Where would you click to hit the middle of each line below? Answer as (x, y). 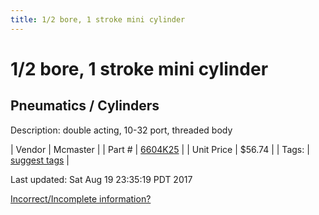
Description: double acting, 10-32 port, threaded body (121, 130)
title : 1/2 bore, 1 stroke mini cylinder (98, 19)
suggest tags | (40, 160)
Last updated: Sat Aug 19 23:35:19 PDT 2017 (101, 179)
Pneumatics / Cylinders (85, 106)
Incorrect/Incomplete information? (81, 198)
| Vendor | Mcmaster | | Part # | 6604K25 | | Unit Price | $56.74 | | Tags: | (160, 149)
